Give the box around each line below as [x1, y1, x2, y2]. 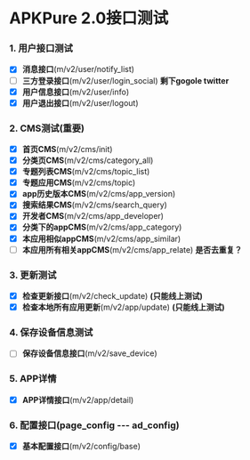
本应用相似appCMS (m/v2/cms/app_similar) [21, 233, 181, 244]
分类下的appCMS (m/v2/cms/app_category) [21, 222, 182, 232]
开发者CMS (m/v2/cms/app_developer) [21, 211, 165, 222]
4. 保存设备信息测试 [9, 327, 93, 338]
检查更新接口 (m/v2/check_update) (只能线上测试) [21, 290, 203, 301]
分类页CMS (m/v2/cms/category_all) [21, 155, 154, 165]
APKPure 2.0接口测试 [9, 8, 169, 28]
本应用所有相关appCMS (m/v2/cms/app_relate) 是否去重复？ [21, 244, 243, 254]
